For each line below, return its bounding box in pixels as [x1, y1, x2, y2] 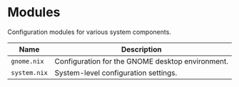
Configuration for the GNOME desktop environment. [54, 56, 229, 66]
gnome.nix [11, 57, 44, 65]
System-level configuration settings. [54, 68, 178, 78]
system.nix [11, 69, 48, 76]
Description [121, 44, 162, 54]
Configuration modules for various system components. [7, 28, 171, 36]
